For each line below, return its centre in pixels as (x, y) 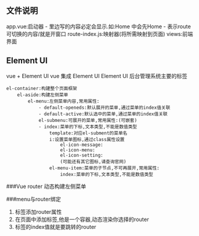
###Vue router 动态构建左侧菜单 (46, 186)
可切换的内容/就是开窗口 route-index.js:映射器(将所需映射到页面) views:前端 (100, 34)
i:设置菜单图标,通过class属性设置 (87, 139)
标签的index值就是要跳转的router (56, 226)
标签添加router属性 (38, 211)
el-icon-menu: (78, 150)
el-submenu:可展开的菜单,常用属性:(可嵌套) (87, 120)
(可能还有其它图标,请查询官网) (93, 162)
